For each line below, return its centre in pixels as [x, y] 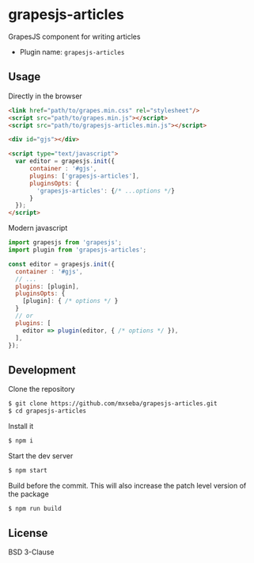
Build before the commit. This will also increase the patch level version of [127, 485]
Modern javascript [38, 228]
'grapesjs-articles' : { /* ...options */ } [106, 191]
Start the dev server [41, 456]
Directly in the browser [45, 96]
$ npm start [28, 470]
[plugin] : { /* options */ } [70, 301]
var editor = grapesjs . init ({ [65, 161]
